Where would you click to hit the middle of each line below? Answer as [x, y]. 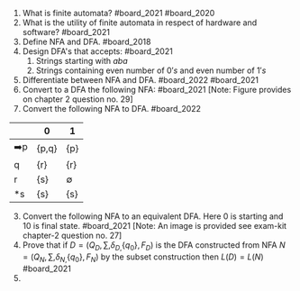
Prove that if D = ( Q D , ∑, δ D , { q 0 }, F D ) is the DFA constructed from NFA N [154, 246]
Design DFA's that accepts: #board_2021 [97, 51]
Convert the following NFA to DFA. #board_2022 [111, 109]
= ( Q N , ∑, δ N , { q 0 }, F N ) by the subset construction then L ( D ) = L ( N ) [143, 258]
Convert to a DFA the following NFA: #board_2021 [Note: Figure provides [157, 90]
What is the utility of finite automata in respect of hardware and [140, 23]
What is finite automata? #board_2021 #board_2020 [118, 13]
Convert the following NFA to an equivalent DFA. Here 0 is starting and [153, 216]
